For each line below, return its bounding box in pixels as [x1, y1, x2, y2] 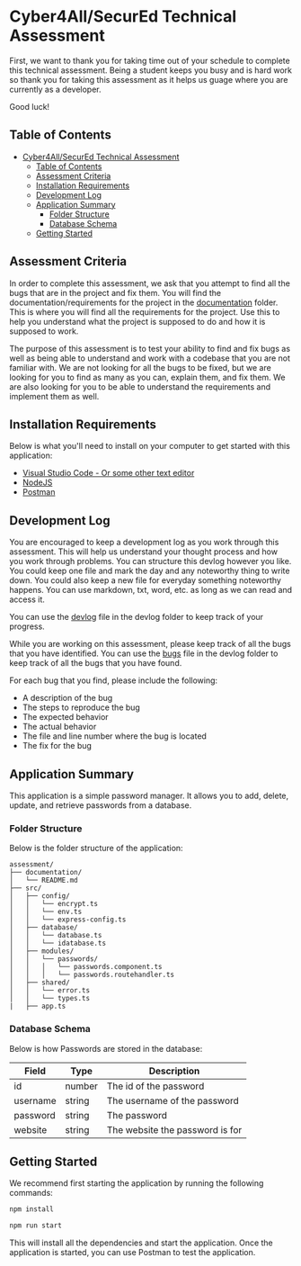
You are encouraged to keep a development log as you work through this [9, 537, 279, 548]
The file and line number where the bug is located [22, 731, 207, 741]
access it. [9, 594, 45, 605]
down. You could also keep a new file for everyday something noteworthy [9, 575, 281, 586]
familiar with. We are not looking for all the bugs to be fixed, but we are [9, 362, 271, 373]
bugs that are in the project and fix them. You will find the [9, 287, 222, 298]
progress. [9, 621, 45, 632]
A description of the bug [22, 693, 113, 704]
